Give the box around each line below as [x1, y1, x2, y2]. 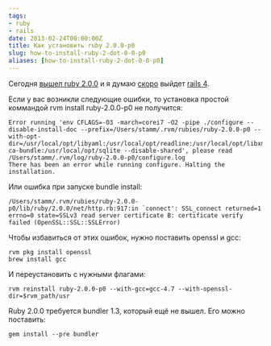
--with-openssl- [177, 285, 232, 293]
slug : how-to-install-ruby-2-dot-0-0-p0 [8, 49, 147, 57]
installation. [8, 167, 56, 175]
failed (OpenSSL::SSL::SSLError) [8, 218, 121, 226]
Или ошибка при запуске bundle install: [8, 182, 143, 192]
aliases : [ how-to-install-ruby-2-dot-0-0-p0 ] [8, 57, 164, 65]
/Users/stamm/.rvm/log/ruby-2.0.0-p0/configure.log [8, 154, 186, 162]
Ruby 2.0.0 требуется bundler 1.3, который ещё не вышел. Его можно [8, 306, 246, 315]
